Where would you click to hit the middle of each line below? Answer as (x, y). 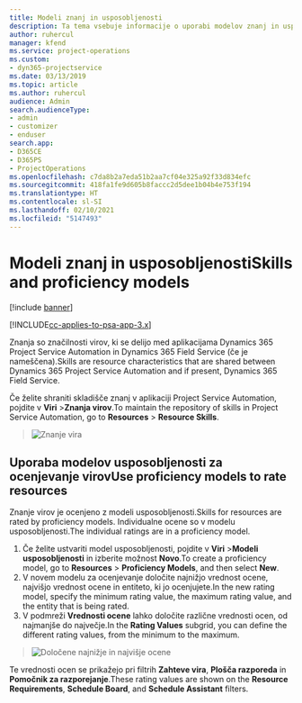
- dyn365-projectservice (56, 68)
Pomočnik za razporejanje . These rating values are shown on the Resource (149, 680)
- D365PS (26, 160)
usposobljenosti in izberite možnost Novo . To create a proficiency (144, 558)
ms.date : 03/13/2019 (48, 77)
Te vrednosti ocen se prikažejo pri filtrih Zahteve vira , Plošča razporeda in (148, 670)
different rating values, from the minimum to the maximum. (131, 635)
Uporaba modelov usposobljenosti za (116, 462)
